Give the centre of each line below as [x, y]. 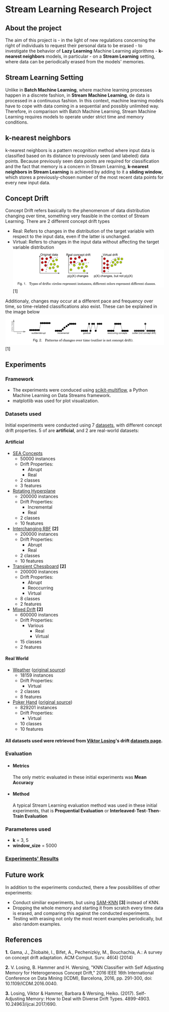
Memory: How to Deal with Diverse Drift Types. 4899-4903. [88, 998]
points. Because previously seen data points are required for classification [82, 161]
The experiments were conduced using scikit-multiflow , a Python [80, 390]
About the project [34, 28]
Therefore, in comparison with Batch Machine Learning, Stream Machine [81, 111]
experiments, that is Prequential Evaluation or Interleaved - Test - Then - [87, 810]
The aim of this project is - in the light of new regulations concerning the [80, 40]
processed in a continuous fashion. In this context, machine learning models [84, 100]
